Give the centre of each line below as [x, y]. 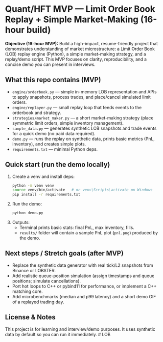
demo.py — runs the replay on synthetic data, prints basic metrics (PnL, [83, 139]
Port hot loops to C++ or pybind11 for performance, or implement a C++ [84, 286]
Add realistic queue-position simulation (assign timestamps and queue [83, 276]
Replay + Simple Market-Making [72, 19]
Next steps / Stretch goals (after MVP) [64, 253]
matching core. [27, 291]
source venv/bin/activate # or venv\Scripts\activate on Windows [82, 190]
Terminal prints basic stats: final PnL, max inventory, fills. [77, 228]
